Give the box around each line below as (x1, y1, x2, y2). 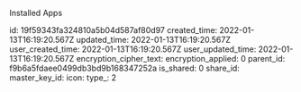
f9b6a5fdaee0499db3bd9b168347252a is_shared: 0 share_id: (9, 63, 241, 73)
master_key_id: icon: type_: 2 (9, 72, 117, 83)
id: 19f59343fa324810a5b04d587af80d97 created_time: (9, 25, 218, 35)
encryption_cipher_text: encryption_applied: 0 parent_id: (76, 54, 286, 63)
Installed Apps (9, 8, 63, 18)
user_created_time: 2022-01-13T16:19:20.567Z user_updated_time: (9, 44, 257, 54)
